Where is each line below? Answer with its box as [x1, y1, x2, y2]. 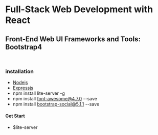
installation [5, 68, 34, 75]
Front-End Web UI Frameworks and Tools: [5, 35, 141, 43]
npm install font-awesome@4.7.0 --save [12, 96, 97, 102]
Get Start [5, 113, 25, 119]
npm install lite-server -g [12, 90, 65, 96]
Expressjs [12, 85, 34, 91]
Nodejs [12, 79, 28, 86]
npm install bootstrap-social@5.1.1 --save [12, 101, 100, 107]
